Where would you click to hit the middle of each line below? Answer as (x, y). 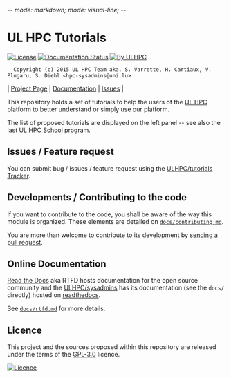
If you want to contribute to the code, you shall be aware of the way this (110, 214)
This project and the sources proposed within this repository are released (112, 347)
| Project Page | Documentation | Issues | (66, 88)
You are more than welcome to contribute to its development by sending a (112, 235)
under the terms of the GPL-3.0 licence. (64, 355)
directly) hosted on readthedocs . (54, 295)
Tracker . (19, 176)
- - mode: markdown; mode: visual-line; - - (67, 10)
